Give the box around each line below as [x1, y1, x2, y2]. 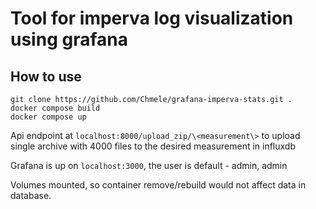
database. [10, 190, 52, 201]
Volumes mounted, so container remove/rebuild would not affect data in [10, 179, 307, 191]
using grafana [10, 28, 128, 51]
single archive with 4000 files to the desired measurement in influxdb [10, 140, 297, 152]
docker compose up [10, 112, 87, 122]
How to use [10, 68, 82, 85]
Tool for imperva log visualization [10, 7, 294, 30]
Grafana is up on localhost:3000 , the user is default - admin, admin [10, 160, 288, 171]
